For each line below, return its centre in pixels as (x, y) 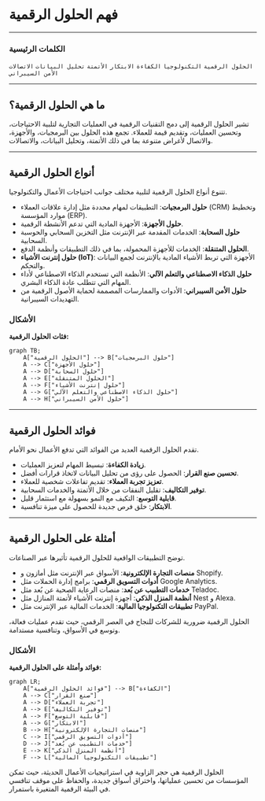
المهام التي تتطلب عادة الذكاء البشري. (75, 282)
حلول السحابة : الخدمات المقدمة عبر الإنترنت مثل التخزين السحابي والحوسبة (130, 232)
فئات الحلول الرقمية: (39, 337)
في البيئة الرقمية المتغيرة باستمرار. (60, 789)
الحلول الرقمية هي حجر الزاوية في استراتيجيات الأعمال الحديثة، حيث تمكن (116, 772)
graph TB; (25, 351)
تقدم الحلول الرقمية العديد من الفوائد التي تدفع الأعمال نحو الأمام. (104, 449)
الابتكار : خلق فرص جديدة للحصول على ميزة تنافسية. (96, 506)
